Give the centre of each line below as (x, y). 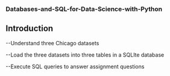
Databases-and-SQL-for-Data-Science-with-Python (84, 9)
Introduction (30, 29)
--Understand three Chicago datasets (52, 43)
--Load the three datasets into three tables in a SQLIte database (85, 55)
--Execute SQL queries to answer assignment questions (75, 66)
